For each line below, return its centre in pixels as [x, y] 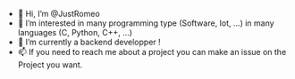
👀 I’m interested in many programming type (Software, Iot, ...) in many [146, 23]
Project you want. [50, 65]
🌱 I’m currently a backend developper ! [89, 42]
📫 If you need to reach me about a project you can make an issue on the [152, 52]
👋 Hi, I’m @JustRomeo [59, 14]
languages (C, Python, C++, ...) [75, 32]
